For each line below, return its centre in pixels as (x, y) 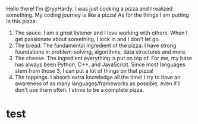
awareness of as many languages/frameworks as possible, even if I (97, 83)
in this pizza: (22, 21)
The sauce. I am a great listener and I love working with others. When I (101, 33)
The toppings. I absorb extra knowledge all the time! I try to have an (98, 77)
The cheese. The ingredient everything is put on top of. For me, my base (103, 58)
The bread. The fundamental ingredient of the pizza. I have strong (95, 45)
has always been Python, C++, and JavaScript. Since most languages (100, 64)
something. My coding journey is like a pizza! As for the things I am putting (98, 15)
